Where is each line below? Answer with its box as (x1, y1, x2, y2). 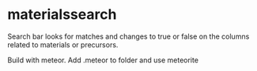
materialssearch (7, 6, 117, 24)
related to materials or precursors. (7, 39, 119, 49)
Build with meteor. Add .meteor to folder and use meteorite (7, 55, 199, 65)
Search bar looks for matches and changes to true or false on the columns (7, 32, 250, 41)
